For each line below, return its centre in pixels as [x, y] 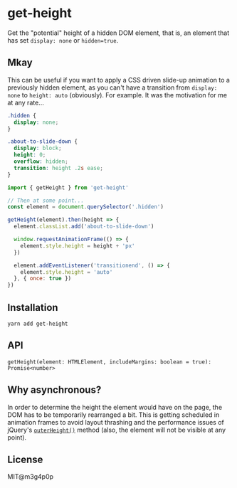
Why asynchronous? [54, 390]
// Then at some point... [46, 201]
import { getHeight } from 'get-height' [68, 187]
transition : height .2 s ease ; [58, 168]
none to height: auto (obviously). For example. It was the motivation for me [117, 95]
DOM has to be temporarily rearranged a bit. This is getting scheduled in [114, 415]
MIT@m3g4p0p [31, 477]
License [25, 459]
